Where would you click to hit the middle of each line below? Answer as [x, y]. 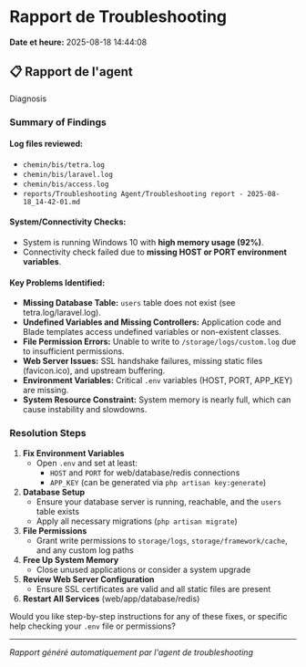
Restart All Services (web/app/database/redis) [111, 599]
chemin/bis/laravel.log [68, 174]
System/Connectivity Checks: [68, 222]
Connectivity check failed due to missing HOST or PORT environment [154, 252]
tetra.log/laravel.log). [62, 313]
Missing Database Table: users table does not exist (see [129, 303]
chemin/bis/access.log [66, 184]
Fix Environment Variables [73, 453]
